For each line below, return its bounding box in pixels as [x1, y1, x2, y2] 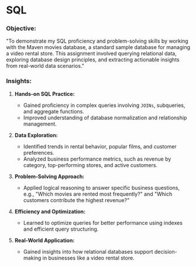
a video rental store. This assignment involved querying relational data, [6, 50, 177, 57]
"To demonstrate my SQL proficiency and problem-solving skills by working [6, 37, 188, 44]
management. [23, 120, 57, 127]
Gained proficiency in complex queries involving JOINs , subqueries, [23, 102, 185, 109]
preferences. [23, 149, 54, 156]
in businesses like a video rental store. [42, 254, 135, 261]
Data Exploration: [14, 131, 59, 138]
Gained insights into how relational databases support [23, 248, 153, 255]
